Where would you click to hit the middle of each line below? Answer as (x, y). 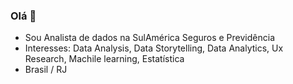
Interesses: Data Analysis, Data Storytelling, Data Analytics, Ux (154, 48)
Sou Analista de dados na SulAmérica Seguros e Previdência (149, 38)
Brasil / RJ (46, 70)
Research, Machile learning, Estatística (104, 59)
